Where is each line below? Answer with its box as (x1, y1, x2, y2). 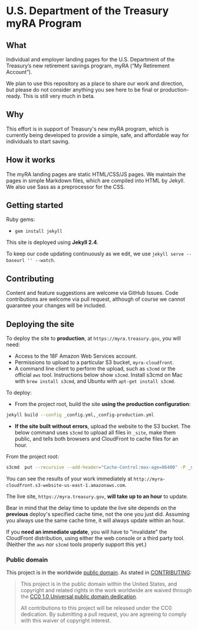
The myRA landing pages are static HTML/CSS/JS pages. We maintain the (6, 170, 186, 178)
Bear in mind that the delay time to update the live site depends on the (6, 504, 177, 511)
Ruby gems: (6, 216, 35, 223)
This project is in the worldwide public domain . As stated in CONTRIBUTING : (6, 569, 192, 576)
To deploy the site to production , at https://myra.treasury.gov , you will (6, 335, 181, 342)
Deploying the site (6, 319, 75, 329)
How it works (6, 155, 55, 165)
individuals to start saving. (6, 138, 70, 145)
